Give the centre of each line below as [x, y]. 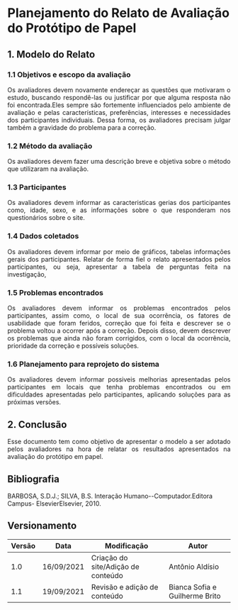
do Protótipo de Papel [72, 28]
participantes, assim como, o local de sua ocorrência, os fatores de [119, 316]
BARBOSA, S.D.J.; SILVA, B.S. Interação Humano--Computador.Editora [110, 496]
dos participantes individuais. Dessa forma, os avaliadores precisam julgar [119, 120]
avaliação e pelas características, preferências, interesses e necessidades [119, 112]
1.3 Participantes [37, 187]
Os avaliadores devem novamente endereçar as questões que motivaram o [119, 89]
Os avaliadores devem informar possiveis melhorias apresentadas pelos [119, 379]
